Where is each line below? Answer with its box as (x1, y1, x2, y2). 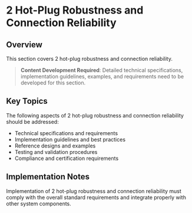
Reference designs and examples (14, 142, 96, 149)
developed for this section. (20, 79, 86, 86)
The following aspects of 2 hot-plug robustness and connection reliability (6, 112, 184, 119)
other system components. (6, 200, 72, 207)
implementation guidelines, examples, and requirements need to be (20, 73, 184, 80)
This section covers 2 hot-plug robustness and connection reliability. (6, 55, 173, 62)
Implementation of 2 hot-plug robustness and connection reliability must (6, 187, 181, 195)
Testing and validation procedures (14, 148, 98, 155)
